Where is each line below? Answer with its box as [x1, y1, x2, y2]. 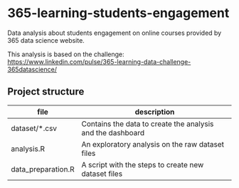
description [134, 107, 175, 117]
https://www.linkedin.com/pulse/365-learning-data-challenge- [7, 57, 191, 66]
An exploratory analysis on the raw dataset [81, 139, 225, 149]
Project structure [7, 85, 85, 98]
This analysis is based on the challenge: [7, 50, 124, 58]
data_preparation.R [11, 164, 75, 174]
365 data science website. [7, 36, 85, 44]
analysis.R [11, 144, 45, 154]
